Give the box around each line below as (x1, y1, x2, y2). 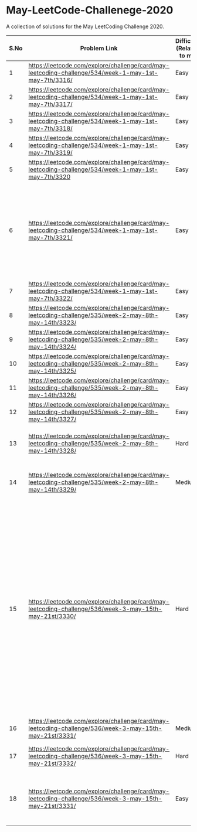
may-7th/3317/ (28, 100, 73, 108)
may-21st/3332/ (28, 759, 76, 768)
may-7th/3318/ (28, 124, 73, 132)
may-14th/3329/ (28, 485, 77, 493)
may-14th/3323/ (28, 318, 77, 326)
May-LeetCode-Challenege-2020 (6, 4, 174, 17)
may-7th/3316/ (28, 76, 73, 84)
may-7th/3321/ (28, 233, 73, 241)
